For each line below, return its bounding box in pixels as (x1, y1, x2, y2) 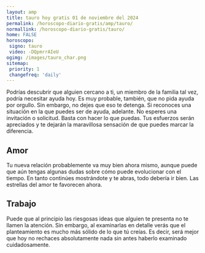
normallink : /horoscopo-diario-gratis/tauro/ (6, 26, 125, 32)
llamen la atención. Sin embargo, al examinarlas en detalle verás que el (6, 221, 186, 228)
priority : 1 (9, 66, 40, 72)
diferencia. (6, 127, 34, 135)
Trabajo (6, 198, 37, 209)
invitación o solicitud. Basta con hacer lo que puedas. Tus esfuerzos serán (6, 115, 195, 122)
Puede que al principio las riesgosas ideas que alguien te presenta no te (6, 215, 189, 222)
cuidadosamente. (6, 241, 50, 248)
